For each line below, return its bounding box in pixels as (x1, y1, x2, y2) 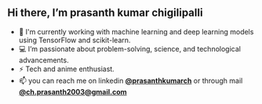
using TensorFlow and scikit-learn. (18, 35, 131, 45)
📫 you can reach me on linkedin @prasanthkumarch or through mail (18, 76, 243, 85)
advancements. (18, 55, 69, 65)
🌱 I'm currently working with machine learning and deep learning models (18, 27, 254, 36)
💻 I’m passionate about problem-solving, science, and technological (18, 44, 241, 53)
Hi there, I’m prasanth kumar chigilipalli (7, 6, 203, 20)
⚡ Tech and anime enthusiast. (18, 64, 115, 74)
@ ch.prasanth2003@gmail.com (18, 87, 127, 96)
